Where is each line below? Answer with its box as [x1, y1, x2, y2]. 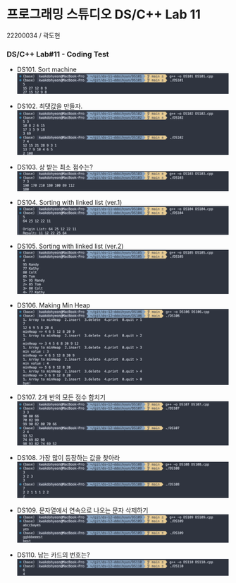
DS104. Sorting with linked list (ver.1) [16, 199, 123, 207]
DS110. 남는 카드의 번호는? [16, 550, 90, 559]
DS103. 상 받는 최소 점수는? [16, 163, 93, 171]
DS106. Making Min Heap [16, 301, 91, 310]
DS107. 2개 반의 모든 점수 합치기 [16, 393, 106, 401]
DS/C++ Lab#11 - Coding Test [6, 49, 110, 59]
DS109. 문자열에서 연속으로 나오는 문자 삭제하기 [16, 506, 149, 514]
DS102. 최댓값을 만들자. [16, 102, 83, 110]
